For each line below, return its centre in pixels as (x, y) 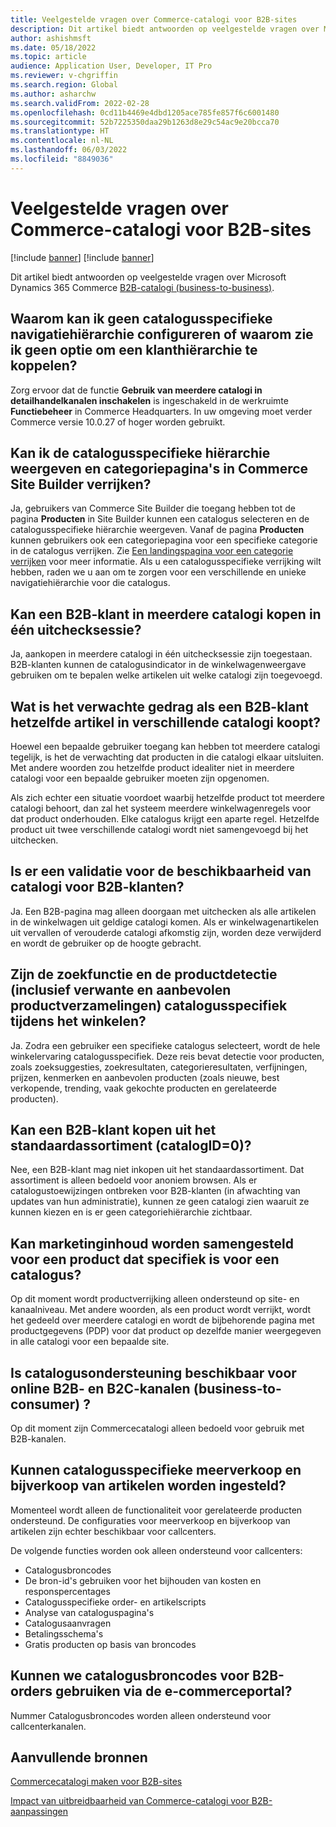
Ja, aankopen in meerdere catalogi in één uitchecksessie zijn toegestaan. (161, 654)
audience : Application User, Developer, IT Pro (111, 66)
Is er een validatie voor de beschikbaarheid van (161, 871)
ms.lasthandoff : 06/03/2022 (69, 150)
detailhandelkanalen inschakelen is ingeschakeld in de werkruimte (149, 400)
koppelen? (44, 366)
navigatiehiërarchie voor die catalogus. (90, 583)
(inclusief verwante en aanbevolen (121, 990)
